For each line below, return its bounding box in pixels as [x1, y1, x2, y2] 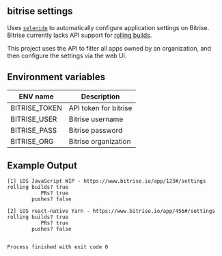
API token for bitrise [68, 103, 133, 112]
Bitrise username [68, 114, 124, 124]
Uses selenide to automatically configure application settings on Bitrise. [7, 23, 210, 31]
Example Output [7, 160, 77, 172]
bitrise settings [7, 5, 73, 17]
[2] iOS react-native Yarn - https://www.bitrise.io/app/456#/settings [7, 208, 215, 215]
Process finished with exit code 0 [7, 244, 109, 251]
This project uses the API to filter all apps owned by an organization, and [7, 44, 212, 52]
